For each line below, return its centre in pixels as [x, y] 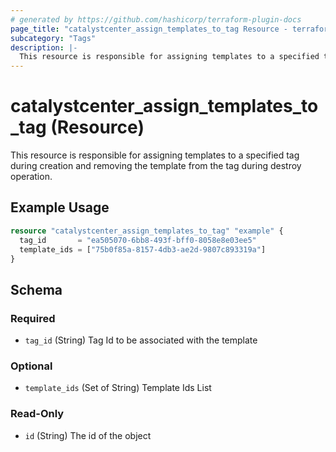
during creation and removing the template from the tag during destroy [156, 166]
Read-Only [37, 414]
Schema [36, 289]
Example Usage [60, 207]
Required [33, 318]
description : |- [44, 47]
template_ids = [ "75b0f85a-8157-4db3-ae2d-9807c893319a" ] [143, 249]
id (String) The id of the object [88, 435]
